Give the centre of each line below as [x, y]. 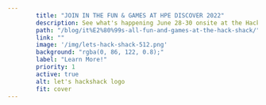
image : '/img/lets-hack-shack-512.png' [102, 45]
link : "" [50, 37]
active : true [58, 74]
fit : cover [54, 89]
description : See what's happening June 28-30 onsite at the [139, 23]
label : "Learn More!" [72, 60]
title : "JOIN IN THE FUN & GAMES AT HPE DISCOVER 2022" [130, 15]
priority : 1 [56, 67]
